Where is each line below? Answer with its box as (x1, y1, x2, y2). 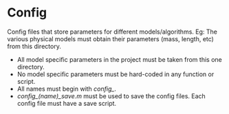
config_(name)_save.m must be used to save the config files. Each (17, 91, 206, 100)
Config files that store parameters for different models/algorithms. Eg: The (7, 27, 218, 36)
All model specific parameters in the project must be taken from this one (17, 55, 222, 63)
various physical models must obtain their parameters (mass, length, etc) (7, 34, 215, 43)
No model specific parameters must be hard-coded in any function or (17, 70, 215, 78)
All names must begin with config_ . (17, 84, 117, 93)
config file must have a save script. (17, 99, 117, 107)
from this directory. (7, 42, 62, 50)
